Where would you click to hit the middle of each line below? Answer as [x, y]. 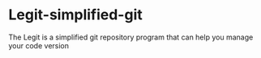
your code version [39, 45]
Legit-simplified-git [76, 15]
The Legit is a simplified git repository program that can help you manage [131, 37]
